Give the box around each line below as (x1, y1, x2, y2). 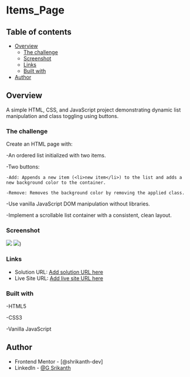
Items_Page (6, 4, 65, 17)
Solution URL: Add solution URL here (14, 268, 104, 275)
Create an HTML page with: (6, 140, 73, 147)
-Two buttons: (6, 163, 40, 170)
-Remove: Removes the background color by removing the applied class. (6, 190, 185, 196)
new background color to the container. (6, 180, 107, 186)
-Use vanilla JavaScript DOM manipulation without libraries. (6, 200, 151, 207)
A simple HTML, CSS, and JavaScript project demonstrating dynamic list (6, 106, 181, 113)
